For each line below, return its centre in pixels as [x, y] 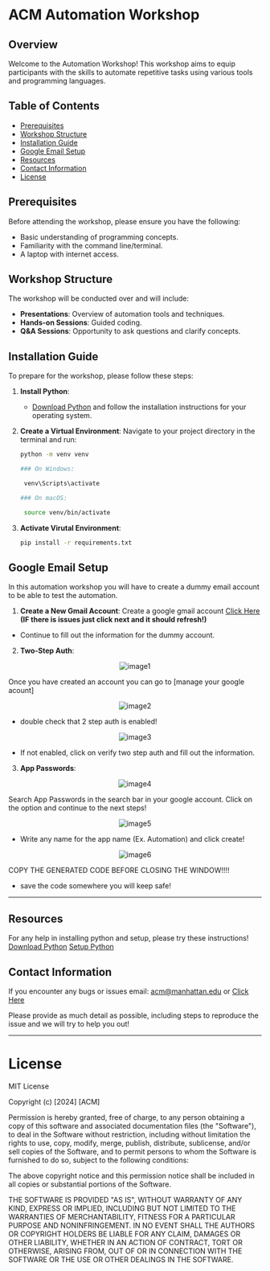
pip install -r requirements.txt [76, 543]
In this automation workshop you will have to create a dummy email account [134, 587]
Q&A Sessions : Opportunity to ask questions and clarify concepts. [130, 331]
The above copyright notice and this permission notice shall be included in [131, 1175]
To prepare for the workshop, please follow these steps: [101, 376]
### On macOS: [43, 498]
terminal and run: [48, 440]
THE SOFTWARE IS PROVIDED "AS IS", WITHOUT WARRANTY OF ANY [125, 1199]
